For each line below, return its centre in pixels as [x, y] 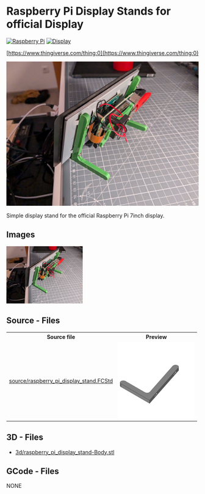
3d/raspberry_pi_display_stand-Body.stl [65, 452]
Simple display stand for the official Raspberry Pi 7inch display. [85, 216]
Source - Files [33, 321]
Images [21, 235]
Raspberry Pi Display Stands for [88, 11]
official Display [45, 24]
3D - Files [25, 438]
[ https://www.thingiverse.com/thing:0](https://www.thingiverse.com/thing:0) [103, 53]
